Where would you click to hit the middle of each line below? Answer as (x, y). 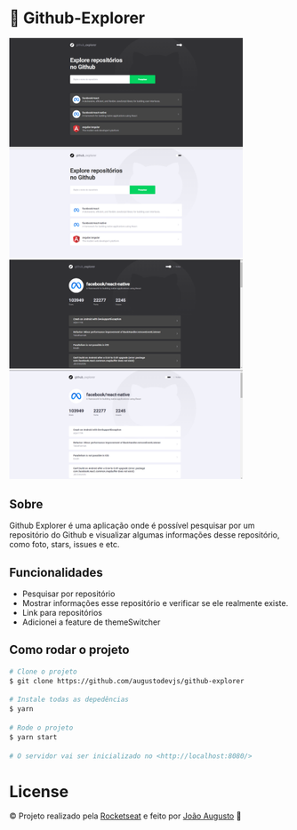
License (39, 791)
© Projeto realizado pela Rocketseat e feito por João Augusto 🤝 (125, 816)
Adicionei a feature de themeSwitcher (91, 622)
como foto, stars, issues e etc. (64, 545)
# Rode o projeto (41, 728)
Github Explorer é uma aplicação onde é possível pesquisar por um (132, 526)
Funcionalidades (56, 572)
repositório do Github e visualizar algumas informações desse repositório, (144, 535)
